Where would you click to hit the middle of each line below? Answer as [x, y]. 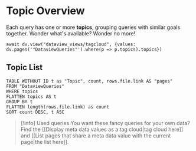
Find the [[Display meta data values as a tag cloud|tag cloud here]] [102, 129]
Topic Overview [45, 11]
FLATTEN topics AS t [32, 96]
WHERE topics [22, 91]
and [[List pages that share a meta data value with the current [96, 135]
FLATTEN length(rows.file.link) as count [58, 107]
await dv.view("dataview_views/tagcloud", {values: [71, 44]
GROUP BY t [19, 101]
